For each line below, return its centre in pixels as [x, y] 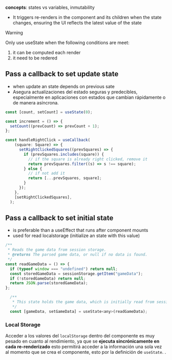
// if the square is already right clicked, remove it [88, 159]
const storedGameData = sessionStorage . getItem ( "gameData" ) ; [77, 273]
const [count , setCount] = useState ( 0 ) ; [49, 112]
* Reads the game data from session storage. [57, 250]
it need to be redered [35, 58]
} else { [33, 168]
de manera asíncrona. [36, 102]
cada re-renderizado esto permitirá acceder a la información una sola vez [84, 346]
